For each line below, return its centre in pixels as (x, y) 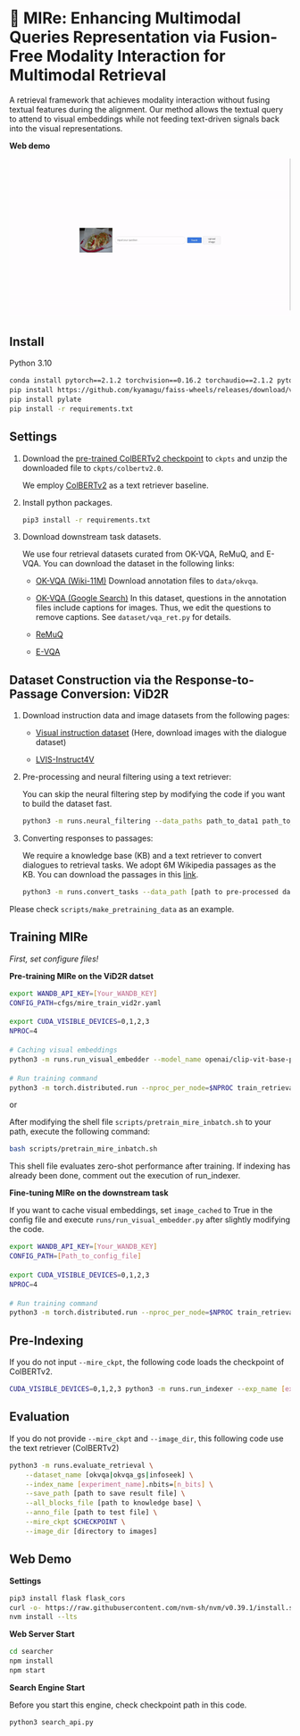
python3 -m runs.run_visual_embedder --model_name (105, 1059)
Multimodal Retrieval (88, 75)
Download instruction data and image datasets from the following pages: (156, 716)
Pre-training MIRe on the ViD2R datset (82, 976)
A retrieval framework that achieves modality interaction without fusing (140, 100)
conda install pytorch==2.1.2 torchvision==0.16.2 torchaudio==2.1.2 (142, 381)
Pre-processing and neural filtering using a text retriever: (127, 777)
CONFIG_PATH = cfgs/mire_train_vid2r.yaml (86, 1003)
